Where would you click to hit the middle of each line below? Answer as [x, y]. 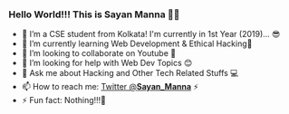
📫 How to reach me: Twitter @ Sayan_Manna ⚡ [110, 87]
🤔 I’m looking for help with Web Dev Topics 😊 [107, 63]
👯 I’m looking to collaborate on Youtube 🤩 [99, 53]
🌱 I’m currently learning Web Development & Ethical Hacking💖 [137, 43]
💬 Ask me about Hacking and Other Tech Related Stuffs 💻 [130, 73]
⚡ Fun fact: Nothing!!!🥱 [63, 100]
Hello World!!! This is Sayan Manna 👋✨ [94, 14]
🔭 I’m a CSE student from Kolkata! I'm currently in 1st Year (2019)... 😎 [151, 34]
